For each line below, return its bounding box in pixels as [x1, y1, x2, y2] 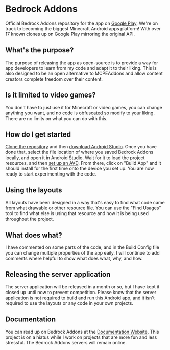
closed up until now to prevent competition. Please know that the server [5, 289, 157, 295]
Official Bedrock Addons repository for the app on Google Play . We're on [5, 20, 158, 26]
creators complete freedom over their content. [5, 75, 103, 82]
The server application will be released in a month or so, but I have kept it [5, 283, 160, 290]
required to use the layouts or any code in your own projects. [5, 300, 134, 306]
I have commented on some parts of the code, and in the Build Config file [5, 244, 159, 250]
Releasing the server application [5, 270, 111, 279]
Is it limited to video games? [5, 91, 96, 100]
